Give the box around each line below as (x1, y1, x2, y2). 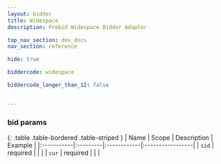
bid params (7, 117, 47, 127)
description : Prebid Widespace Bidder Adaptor (7, 23, 147, 31)
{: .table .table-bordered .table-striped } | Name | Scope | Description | (7, 133, 213, 142)
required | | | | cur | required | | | (7, 148, 101, 157)
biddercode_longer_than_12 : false (7, 82, 110, 89)
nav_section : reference (7, 43, 78, 50)
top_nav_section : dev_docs (7, 36, 87, 43)
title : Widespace (7, 17, 59, 24)
